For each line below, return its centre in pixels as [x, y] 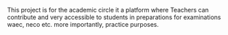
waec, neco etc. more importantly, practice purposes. [83, 24]
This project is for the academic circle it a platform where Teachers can [108, 10]
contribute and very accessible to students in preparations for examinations [114, 17]
